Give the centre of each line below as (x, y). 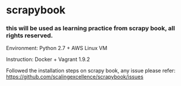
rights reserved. (30, 35)
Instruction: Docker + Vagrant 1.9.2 (48, 59)
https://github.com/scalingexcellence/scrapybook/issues (75, 77)
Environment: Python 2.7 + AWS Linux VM (57, 48)
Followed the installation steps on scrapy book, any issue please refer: (91, 71)
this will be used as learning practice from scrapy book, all (90, 28)
